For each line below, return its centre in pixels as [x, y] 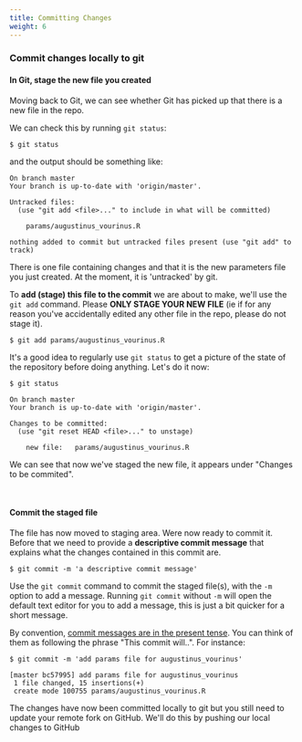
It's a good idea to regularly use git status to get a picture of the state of [148, 357]
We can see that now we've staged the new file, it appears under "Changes [151, 464]
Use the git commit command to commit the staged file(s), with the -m [141, 586]
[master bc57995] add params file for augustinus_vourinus [124, 675]
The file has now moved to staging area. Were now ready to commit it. [141, 533]
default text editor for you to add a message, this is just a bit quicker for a [147, 605]
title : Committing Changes [61, 18]
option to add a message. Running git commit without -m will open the [141, 595]
